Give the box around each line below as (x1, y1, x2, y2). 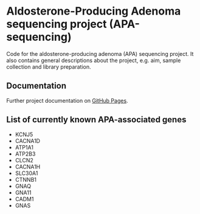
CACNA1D (15, 137, 41, 144)
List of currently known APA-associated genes (6, 114, 187, 125)
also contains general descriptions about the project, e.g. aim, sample (6, 57, 181, 64)
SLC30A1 (15, 169, 38, 177)
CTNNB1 (15, 176, 37, 183)
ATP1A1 (15, 143, 33, 151)
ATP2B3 (15, 150, 36, 157)
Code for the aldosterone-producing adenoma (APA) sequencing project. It (6, 50, 194, 57)
